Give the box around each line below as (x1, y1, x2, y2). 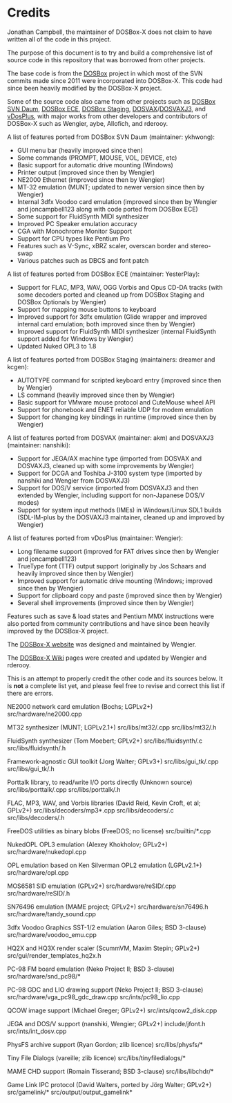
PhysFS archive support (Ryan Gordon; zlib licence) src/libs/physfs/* (7, 1040, 203, 1048)
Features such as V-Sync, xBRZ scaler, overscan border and (17, 241, 188, 250)
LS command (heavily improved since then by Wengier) (17, 391, 175, 399)
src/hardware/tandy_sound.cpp (7, 909, 97, 918)
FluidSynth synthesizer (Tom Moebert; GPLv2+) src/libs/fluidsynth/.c (7, 736, 202, 745)
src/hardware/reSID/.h (7, 889, 70, 897)
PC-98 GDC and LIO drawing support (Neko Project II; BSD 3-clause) (7, 985, 204, 994)
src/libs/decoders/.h (7, 813, 65, 822)
